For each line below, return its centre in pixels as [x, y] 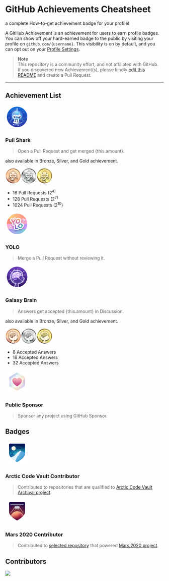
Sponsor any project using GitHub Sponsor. [62, 415]
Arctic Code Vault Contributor [43, 476]
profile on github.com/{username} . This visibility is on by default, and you [80, 43]
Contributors [26, 561]
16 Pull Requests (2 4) [34, 192]
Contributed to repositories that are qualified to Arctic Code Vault [85, 487]
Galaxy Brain [21, 300]
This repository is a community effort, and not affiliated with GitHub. [88, 64]
